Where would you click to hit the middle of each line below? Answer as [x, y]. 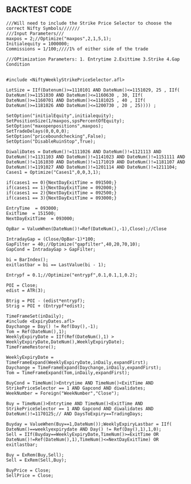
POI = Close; [22, 285]
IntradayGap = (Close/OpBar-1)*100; [51, 239]
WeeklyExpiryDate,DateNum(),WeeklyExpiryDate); [66, 342]
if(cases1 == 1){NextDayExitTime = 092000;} [61, 187]
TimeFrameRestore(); [31, 347]
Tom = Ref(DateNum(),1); [36, 331]
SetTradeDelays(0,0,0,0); [38, 131]
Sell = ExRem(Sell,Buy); [36, 460]
